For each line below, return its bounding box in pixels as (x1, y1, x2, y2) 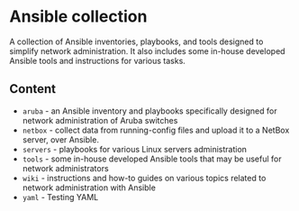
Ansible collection (9, 6, 148, 27)
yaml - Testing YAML (22, 191, 99, 202)
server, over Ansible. (22, 133, 99, 145)
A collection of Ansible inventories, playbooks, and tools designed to (9, 36, 264, 47)
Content (9, 81, 57, 96)
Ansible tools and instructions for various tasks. (9, 55, 186, 66)
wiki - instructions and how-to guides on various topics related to (22, 172, 267, 183)
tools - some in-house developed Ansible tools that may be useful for (22, 153, 282, 164)
